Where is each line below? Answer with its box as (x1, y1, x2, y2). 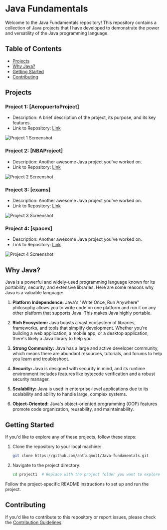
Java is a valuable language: (5, 290, 64, 296)
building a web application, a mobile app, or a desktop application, (12, 330, 149, 336)
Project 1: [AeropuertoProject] (5, 103, 79, 110)
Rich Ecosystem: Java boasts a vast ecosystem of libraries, (12, 320, 136, 326)
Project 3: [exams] (5, 186, 51, 193)
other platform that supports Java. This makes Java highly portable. (12, 310, 152, 316)
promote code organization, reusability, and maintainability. (12, 406, 134, 412)
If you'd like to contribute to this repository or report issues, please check (5, 514, 156, 520)
